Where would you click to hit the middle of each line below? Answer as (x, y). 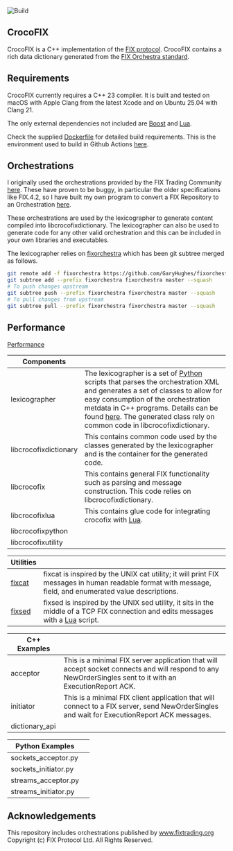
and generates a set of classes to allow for (153, 390)
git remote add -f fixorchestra (54, 274)
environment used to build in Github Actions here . (78, 144)
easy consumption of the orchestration (147, 399)
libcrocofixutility (37, 542)
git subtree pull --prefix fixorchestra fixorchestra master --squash (111, 306)
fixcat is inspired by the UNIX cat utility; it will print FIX (131, 574)
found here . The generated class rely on (149, 416)
